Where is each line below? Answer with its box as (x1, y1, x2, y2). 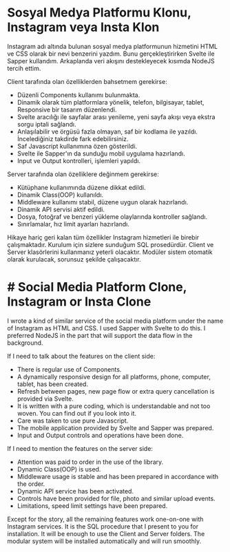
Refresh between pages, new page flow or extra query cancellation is (17, 387, 215, 395)
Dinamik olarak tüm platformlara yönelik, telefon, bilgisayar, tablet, (17, 98, 205, 106)
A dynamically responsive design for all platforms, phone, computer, (17, 372, 211, 381)
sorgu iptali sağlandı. (17, 120, 76, 128)
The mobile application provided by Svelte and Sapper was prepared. (17, 423, 214, 432)
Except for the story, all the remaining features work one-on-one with (7, 515, 204, 523)
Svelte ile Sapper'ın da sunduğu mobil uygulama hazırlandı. (17, 149, 186, 158)
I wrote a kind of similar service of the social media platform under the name (7, 317, 224, 325)
